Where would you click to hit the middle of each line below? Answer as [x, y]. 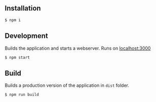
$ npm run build [22, 95]
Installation [23, 8]
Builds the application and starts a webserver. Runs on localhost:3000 [78, 48]
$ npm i [13, 20]
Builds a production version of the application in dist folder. [67, 85]
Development [27, 36]
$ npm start [17, 57]
